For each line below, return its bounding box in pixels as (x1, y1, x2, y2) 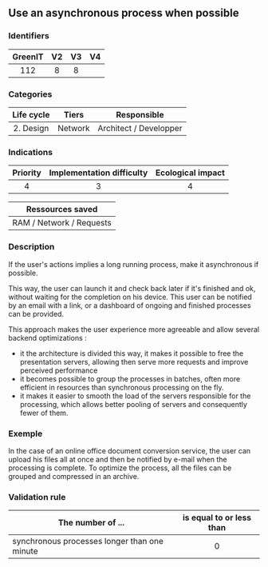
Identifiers (8, 30, 49, 42)
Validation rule (8, 491, 66, 502)
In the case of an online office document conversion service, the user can (8, 445, 251, 455)
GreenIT (12, 51, 44, 62)
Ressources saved (26, 204, 98, 215)
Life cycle (12, 109, 50, 120)
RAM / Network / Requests (12, 218, 112, 229)
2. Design (13, 122, 49, 134)
